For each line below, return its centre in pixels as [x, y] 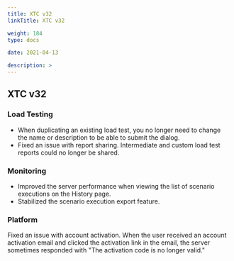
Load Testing [30, 114]
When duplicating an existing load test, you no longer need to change [119, 130]
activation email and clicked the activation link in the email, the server [109, 243]
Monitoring [27, 171]
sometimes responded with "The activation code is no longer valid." [106, 250]
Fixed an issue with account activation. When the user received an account [117, 235]
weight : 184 [25, 33]
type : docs [23, 40]
